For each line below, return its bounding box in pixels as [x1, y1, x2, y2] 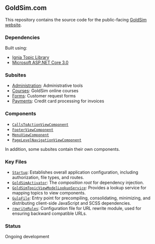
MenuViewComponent [12, 132, 49, 137]
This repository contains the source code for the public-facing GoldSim [5, 16, 147, 22]
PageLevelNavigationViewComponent [12, 138, 82, 143]
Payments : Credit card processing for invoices [12, 98, 105, 104]
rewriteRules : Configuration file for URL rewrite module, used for [12, 206, 141, 211]
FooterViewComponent [12, 127, 54, 132]
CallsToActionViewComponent [12, 122, 69, 127]
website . [5, 22, 22, 28]
